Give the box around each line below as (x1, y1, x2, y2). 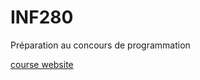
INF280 (10, 6, 74, 29)
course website (10, 58, 74, 70)
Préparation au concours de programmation (10, 39, 191, 51)
